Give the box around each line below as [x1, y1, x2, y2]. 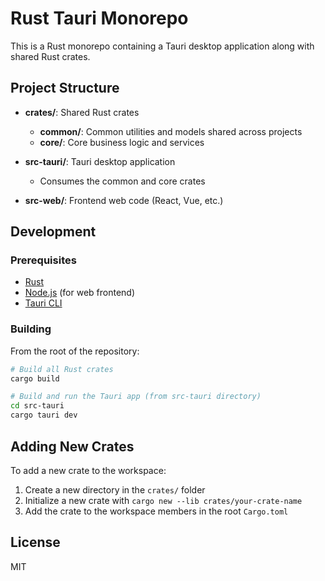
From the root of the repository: [10, 345, 140, 357]
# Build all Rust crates [10, 364, 114, 374]
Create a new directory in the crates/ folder [24, 483, 206, 496]
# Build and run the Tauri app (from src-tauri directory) [10, 392, 262, 402]
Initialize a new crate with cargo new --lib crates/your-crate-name [24, 494, 303, 506]
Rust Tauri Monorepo [10, 7, 189, 30]
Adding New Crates [10, 438, 135, 455]
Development [10, 223, 97, 241]
